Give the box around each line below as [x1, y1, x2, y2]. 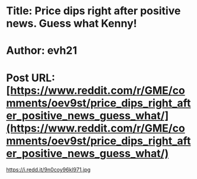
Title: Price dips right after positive [6, 4, 181, 18]
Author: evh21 [6, 44, 77, 57]
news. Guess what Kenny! [6, 17, 138, 30]
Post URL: [6, 71, 55, 84]
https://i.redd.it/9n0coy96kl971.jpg [6, 166, 91, 173]
